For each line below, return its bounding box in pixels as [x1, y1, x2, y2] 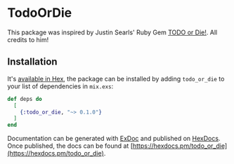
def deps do [7, 95, 42, 102]
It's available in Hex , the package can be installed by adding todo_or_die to [7, 74, 225, 83]
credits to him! [7, 35, 49, 43]
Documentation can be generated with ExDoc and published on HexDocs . [7, 135, 221, 143]
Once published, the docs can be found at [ [7, 142, 134, 150]
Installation [7, 56, 58, 68]
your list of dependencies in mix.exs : [7, 82, 114, 90]
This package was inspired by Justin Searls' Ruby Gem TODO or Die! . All [7, 28, 218, 36]
